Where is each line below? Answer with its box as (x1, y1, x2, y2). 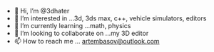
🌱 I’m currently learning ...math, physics (14, 22, 131, 30)
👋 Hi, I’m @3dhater (14, 7, 70, 15)
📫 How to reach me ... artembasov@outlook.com (14, 37, 160, 45)
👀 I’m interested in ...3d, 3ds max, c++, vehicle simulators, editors (14, 14, 207, 22)
